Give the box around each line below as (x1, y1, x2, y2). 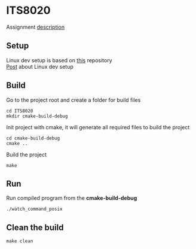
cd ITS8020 (6, 108, 33, 114)
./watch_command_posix (6, 206, 63, 212)
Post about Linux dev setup (6, 63, 73, 70)
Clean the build (6, 222, 64, 232)
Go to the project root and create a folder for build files (6, 96, 141, 104)
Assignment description (6, 23, 65, 31)
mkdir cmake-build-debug (6, 113, 68, 119)
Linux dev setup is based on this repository (6, 56, 112, 63)
